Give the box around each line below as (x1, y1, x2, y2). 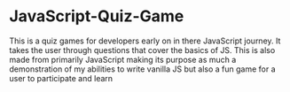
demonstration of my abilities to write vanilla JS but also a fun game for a (9, 64, 277, 74)
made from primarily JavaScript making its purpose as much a (9, 54, 237, 65)
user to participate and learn (9, 73, 114, 83)
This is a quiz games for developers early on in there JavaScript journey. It (9, 35, 281, 46)
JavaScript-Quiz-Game (9, 6, 184, 27)
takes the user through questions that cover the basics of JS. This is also (9, 44, 276, 55)
